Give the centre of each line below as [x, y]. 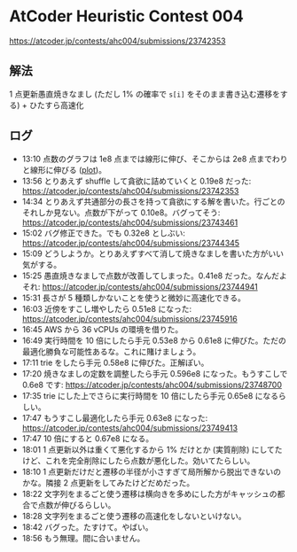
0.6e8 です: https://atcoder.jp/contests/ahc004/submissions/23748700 [152, 385]
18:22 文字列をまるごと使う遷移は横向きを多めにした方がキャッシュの [149, 494]
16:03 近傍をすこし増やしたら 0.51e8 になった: [107, 308]
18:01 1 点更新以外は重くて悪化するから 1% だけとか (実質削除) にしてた [152, 449]
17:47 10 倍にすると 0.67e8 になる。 [87, 438]
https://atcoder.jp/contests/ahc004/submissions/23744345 [131, 243]
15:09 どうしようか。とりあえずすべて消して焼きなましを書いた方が [145, 253]
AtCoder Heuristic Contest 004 [126, 16]
